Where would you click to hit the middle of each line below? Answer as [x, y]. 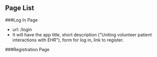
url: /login [22, 29]
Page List [20, 8]
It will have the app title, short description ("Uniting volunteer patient [82, 34]
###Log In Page [22, 20]
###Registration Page [27, 49]
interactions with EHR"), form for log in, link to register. [68, 40]
